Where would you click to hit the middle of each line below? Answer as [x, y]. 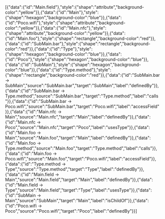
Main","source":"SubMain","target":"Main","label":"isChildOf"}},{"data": [77, 201]
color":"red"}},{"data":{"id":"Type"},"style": [49, 49]
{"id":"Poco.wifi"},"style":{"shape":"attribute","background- [65, 23]
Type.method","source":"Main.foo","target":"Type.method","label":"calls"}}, [81, 148]
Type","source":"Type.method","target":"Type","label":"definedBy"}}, [75, 169]
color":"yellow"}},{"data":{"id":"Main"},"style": [52, 12]
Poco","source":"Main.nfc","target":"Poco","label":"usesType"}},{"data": [78, 127]
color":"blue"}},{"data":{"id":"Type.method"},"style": [58, 70]
